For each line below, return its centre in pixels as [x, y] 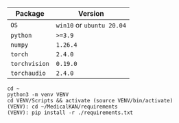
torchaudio [28, 73]
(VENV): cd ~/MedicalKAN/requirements [62, 107]
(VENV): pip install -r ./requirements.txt [70, 113]
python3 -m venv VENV [38, 95]
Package [30, 13]
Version [91, 13]
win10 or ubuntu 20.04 [91, 25]
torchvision [30, 64]
